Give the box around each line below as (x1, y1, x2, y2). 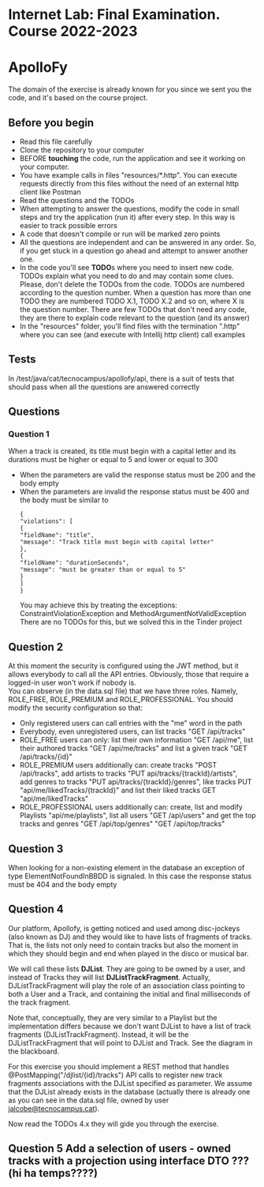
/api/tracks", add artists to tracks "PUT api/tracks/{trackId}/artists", (19, 768, 238, 779)
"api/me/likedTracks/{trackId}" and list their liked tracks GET (19, 786, 217, 795)
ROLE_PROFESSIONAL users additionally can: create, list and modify (19, 802, 243, 812)
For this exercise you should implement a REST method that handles (8, 1061, 230, 1071)
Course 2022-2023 (8, 22, 138, 40)
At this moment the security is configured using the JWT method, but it (8, 661, 239, 671)
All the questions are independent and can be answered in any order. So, (19, 237, 256, 246)
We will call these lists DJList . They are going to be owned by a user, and (8, 963, 246, 973)
